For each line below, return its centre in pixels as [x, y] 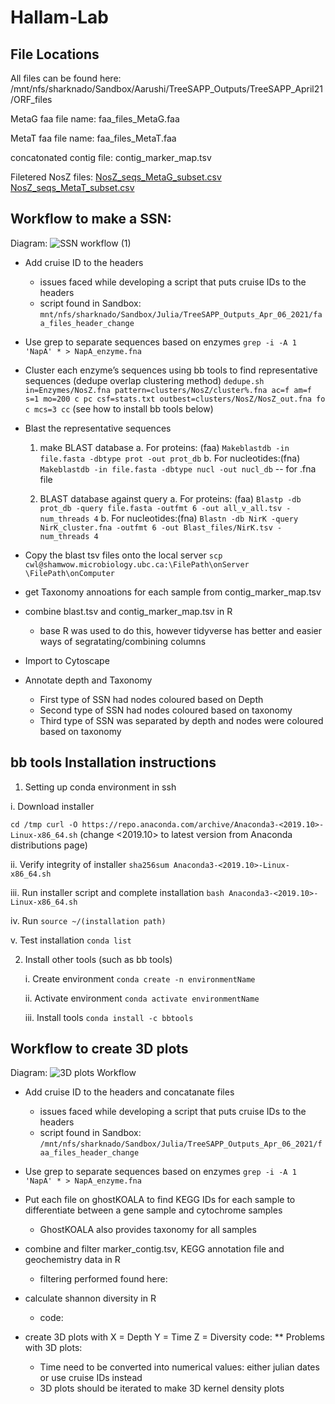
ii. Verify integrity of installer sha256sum [90, 864]
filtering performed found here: [103, 1279]
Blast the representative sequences [98, 428]
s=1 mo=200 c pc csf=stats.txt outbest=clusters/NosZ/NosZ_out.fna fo [175, 399]
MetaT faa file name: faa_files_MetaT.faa [93, 138]
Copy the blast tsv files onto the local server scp [123, 555]
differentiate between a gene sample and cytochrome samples [153, 1210]
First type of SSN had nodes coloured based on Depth [151, 699]
